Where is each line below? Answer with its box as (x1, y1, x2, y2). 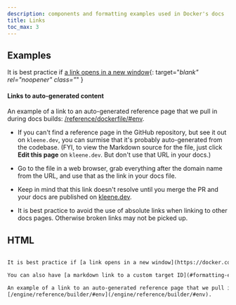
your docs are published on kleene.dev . (17, 193, 132, 201)
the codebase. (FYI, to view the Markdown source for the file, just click (17, 143, 223, 152)
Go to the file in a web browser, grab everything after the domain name (17, 164, 223, 173)
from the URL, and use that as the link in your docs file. (17, 171, 177, 180)
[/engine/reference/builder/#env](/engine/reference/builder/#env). (7, 291, 212, 298)
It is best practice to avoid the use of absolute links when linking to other (17, 207, 228, 215)
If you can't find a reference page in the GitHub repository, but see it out (17, 128, 227, 137)
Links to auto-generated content (7, 91, 104, 100)
